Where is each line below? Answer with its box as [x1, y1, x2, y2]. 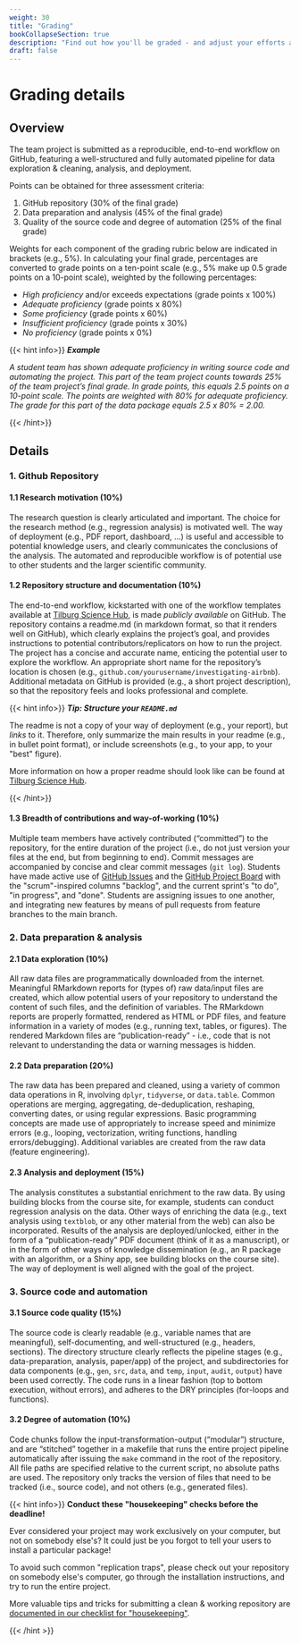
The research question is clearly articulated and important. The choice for [9, 511, 281, 523]
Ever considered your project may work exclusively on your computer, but [9, 1525, 281, 1536]
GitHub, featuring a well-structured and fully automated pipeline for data [9, 154, 275, 164]
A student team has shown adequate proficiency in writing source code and [9, 362, 290, 373]
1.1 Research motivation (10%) [9, 493, 123, 503]
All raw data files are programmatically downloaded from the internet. [9, 974, 265, 984]
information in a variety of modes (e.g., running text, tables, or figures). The [9, 1021, 287, 1032]
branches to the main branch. [9, 909, 118, 920]
